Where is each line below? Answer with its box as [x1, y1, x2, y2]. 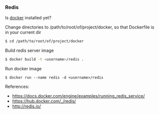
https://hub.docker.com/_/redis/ [12, 98, 77, 104]
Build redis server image [5, 48, 54, 53]
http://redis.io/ [12, 103, 41, 109]
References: [5, 84, 29, 90]
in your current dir [5, 30, 41, 35]
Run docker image [5, 66, 42, 72]
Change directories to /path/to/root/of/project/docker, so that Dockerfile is [5, 24, 155, 30]
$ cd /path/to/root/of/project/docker [5, 39, 84, 44]
